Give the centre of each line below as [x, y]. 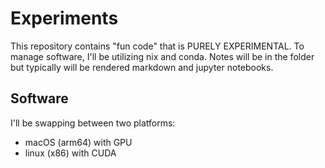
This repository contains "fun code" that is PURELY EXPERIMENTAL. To [157, 46]
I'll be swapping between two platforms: [93, 123]
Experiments [64, 18]
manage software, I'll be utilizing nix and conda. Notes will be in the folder [162, 56]
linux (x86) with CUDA [70, 153]
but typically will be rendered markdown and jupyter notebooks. [142, 67]
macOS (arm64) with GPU [78, 142]
